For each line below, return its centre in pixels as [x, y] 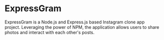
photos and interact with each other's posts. [50, 32]
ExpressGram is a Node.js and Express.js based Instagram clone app [75, 22]
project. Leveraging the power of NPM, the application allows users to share [82, 27]
